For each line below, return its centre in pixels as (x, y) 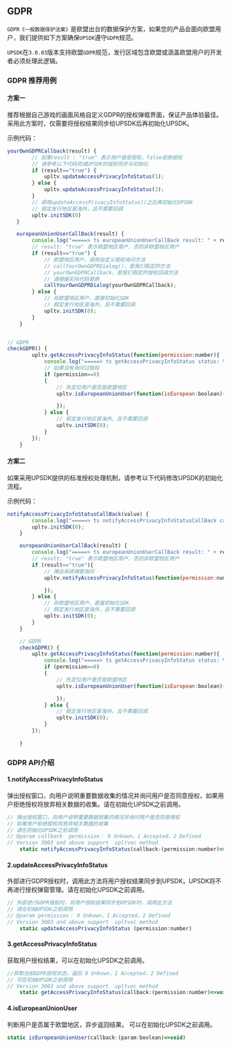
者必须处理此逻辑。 (34, 61)
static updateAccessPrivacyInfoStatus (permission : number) (106, 928)
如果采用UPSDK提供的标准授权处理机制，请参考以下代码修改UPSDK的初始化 (115, 477)
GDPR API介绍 (31, 762)
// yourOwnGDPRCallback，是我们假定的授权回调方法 (111, 273)
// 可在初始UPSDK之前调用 (40, 980)
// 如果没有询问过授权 (71, 368)
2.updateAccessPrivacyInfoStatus (57, 864)
